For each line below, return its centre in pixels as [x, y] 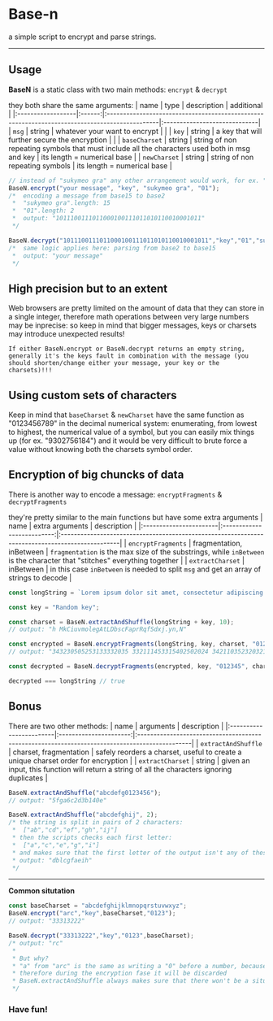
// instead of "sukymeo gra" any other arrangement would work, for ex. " [138, 180]
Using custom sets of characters [93, 395]
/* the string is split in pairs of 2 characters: [96, 823]
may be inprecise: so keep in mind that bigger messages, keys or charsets [133, 325]
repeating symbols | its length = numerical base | [90, 165]
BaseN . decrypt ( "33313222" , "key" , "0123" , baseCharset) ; [102, 936]
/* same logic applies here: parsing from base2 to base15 [113, 248]
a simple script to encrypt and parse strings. [82, 37]
